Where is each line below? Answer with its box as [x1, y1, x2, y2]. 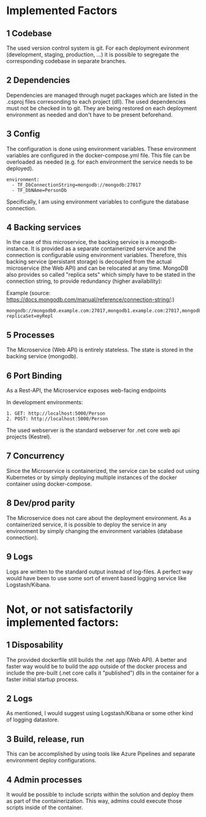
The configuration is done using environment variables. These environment [6, 145, 196, 152]
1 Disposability [6, 640, 63, 650]
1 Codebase [6, 28, 52, 39]
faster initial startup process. [6, 675, 78, 683]
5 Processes [6, 329, 55, 340]
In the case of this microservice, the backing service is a [6, 239, 149, 246]
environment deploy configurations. [6, 757, 97, 764]
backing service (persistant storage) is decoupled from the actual [6, 258, 172, 266]
